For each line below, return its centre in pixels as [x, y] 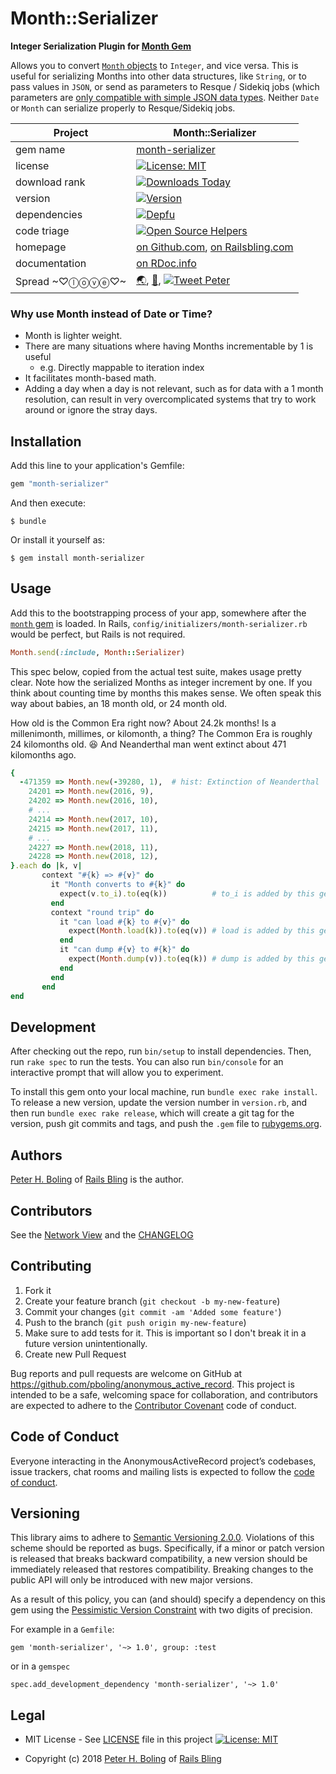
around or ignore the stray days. [91, 410]
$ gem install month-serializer [77, 558]
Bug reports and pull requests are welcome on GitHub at [126, 1373]
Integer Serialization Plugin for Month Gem [101, 46]
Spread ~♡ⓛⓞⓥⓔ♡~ [71, 282]
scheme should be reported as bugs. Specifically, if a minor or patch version [167, 1548]
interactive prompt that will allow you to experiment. [117, 1073]
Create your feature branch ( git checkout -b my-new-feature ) [152, 1301]
